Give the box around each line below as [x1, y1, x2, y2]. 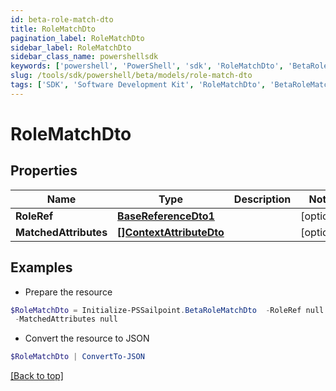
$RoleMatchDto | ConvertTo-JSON [10, 352, 145, 362]
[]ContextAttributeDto [117, 225, 225, 239]
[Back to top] [10, 370, 64, 382]
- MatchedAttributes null [14, 314, 118, 325]
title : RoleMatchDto [10, 24, 97, 34]
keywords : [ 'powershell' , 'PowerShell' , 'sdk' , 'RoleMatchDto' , [10, 61, 284, 71]
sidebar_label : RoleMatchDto [10, 42, 132, 53]
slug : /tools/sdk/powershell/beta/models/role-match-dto [10, 71, 253, 81]
